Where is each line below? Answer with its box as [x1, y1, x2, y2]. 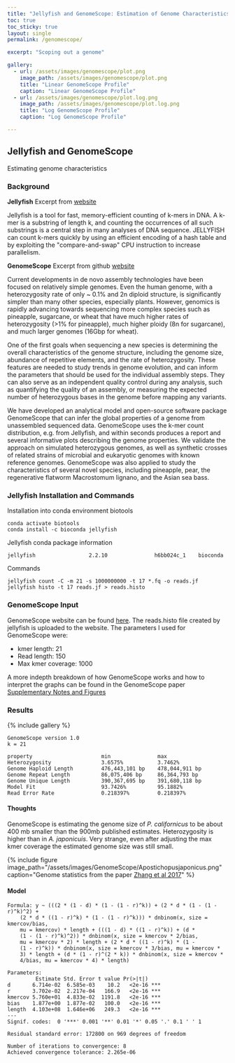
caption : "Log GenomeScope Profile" [20, 113, 127, 121]
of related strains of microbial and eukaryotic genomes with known [7, 450, 200, 459]
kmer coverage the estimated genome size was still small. [7, 842, 173, 850]
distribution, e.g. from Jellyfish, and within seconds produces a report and [7, 428, 222, 437]
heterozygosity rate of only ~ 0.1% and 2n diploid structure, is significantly [7, 290, 222, 298]
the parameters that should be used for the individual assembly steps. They [7, 370, 225, 378]
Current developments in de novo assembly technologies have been [7, 275, 204, 283]
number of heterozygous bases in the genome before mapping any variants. [7, 392, 227, 401]
